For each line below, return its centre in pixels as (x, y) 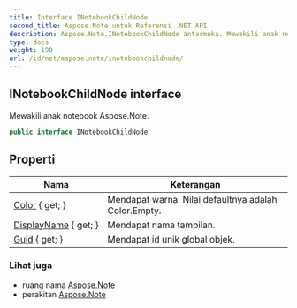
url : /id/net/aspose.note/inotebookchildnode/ (96, 58)
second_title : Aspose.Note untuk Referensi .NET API (108, 26)
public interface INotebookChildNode (79, 132)
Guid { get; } (38, 239)
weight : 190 (31, 50)
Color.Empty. (134, 211)
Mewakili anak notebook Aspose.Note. (79, 115)
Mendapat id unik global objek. (171, 239)
